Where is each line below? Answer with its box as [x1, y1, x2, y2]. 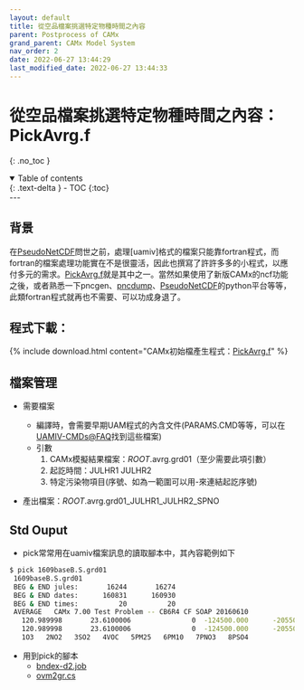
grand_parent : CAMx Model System [9, 38, 136, 48]
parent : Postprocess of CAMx [9, 30, 119, 39]
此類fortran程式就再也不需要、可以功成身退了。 [9, 291, 185, 302]
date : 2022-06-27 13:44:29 [9, 55, 111, 64]
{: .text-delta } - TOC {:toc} [9, 182, 110, 193]
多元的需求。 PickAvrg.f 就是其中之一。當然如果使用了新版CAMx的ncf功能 [16, 269, 289, 279]
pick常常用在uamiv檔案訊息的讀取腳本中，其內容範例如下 [22, 548, 236, 559]
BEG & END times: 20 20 [13, 599, 176, 609]
